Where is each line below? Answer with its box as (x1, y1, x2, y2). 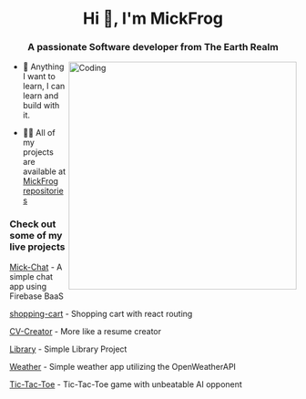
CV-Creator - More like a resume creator (9, 325, 162, 336)
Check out (9, 218, 56, 230)
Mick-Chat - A (9, 261, 63, 272)
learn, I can (22, 81, 66, 92)
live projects (9, 240, 66, 253)
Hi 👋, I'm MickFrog (82, 8, 224, 29)
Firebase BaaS (9, 291, 64, 302)
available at (22, 166, 66, 177)
